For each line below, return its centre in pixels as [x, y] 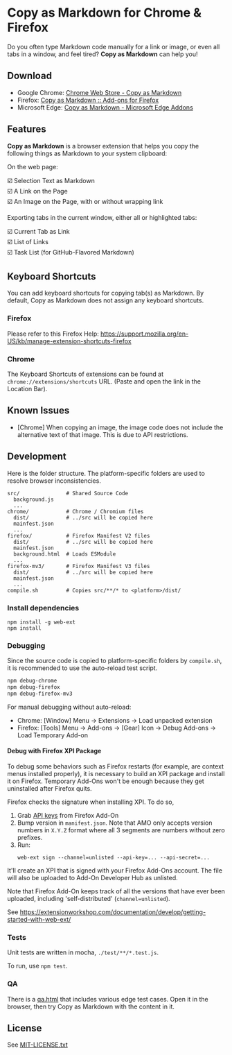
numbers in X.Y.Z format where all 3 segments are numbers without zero [121, 830]
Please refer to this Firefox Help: [53, 334]
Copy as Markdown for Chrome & [105, 13]
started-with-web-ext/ [39, 920]
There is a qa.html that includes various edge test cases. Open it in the [108, 999]
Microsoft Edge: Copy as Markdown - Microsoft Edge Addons [105, 107]
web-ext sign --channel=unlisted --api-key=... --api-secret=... [113, 858]
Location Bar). [27, 388]
